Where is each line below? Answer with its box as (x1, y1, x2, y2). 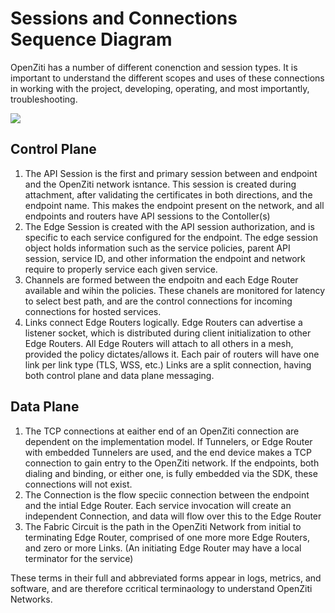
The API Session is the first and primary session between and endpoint (24, 167, 318, 179)
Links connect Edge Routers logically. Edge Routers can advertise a (24, 316, 303, 328)
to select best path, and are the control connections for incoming (24, 295, 293, 307)
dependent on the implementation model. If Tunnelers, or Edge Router (24, 435, 313, 447)
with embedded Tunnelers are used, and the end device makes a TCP (24, 446, 312, 458)
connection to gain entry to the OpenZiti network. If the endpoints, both (24, 457, 320, 469)
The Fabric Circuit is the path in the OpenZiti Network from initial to (24, 520, 302, 532)
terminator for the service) (24, 552, 134, 564)
